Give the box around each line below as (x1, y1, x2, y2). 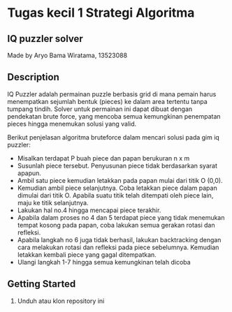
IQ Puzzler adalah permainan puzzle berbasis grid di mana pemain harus (7, 89, 217, 98)
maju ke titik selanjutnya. (17, 198, 89, 207)
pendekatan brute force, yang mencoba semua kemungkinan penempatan (7, 112, 222, 120)
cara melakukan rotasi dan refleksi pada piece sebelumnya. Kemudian (17, 243, 219, 251)
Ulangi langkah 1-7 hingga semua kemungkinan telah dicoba (17, 258, 191, 266)
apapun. (17, 169, 42, 177)
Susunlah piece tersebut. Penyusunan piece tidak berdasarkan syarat (17, 161, 218, 170)
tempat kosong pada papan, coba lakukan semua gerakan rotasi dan (17, 221, 215, 229)
